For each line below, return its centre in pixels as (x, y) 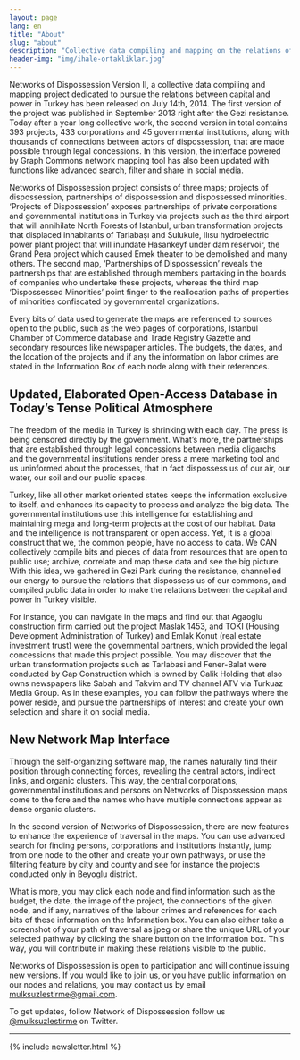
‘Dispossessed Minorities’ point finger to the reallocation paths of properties (150, 292)
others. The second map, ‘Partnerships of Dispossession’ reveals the (136, 263)
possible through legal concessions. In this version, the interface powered (145, 151)
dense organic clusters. (53, 809)
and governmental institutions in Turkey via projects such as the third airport (150, 216)
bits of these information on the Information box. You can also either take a (146, 920)
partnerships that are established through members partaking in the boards (148, 273)
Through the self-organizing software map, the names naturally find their (143, 761)
